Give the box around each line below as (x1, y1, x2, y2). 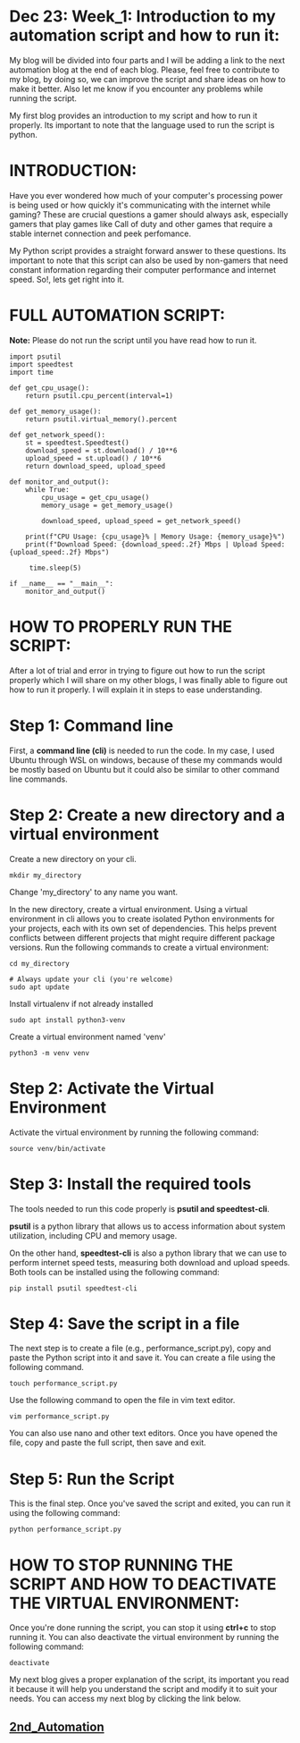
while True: (25, 485, 70, 494)
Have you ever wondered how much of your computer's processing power (9, 190, 284, 200)
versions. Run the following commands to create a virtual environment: (9, 942, 270, 952)
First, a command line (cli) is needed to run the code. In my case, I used (9, 745, 275, 756)
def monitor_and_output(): (9, 477, 110, 487)
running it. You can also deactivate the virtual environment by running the (9, 1632, 279, 1643)
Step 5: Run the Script (9, 1468, 175, 1489)
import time (9, 368, 54, 377)
